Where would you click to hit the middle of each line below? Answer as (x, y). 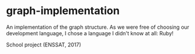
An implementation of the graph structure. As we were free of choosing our (98, 27)
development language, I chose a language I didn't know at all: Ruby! (90, 33)
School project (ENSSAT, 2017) (44, 45)
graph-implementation (63, 11)
